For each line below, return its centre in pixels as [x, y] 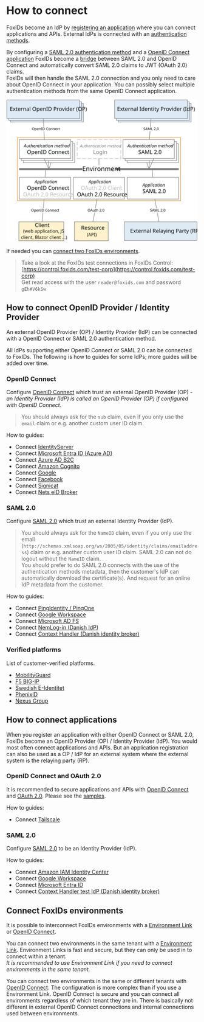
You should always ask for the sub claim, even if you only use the [102, 417]
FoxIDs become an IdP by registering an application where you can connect [101, 27]
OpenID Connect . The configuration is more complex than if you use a [94, 987]
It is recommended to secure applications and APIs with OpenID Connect [97, 789]
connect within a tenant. [36, 956]
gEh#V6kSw [34, 290]
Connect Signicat [37, 486]
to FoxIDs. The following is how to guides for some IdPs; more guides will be [102, 356]
